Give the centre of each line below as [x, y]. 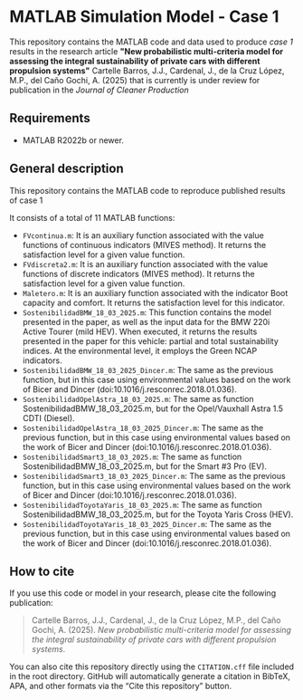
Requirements [50, 118]
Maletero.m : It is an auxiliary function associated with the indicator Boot [155, 292]
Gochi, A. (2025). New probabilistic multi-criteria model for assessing [161, 630]
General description [66, 169]
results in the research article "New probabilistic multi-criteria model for [147, 51]
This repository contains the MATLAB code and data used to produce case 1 [151, 42]
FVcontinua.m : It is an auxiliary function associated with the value [143, 235]
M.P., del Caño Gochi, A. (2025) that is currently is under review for [135, 80]
